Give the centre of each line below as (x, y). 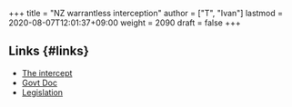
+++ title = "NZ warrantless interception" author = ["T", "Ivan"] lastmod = (146, 13)
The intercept (47, 73)
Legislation (42, 92)
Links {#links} (49, 51)
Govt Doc (40, 83)
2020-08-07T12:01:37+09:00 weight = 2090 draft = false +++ (125, 23)
